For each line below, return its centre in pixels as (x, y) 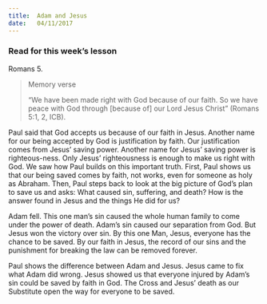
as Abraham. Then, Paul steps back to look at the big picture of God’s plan (131, 183)
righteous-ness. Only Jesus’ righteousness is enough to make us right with (132, 158)
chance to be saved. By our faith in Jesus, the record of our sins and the (127, 241)
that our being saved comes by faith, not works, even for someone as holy (131, 175)
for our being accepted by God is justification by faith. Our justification (124, 140)
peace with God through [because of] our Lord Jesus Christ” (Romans (143, 108)
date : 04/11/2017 (41, 23)
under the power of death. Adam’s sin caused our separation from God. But (132, 225)
